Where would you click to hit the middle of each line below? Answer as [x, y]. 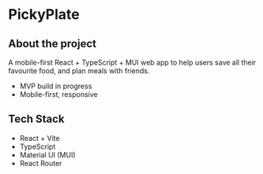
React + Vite [40, 138]
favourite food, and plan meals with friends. [79, 71]
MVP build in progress [56, 86]
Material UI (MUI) [48, 154]
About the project [53, 44]
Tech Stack [36, 119]
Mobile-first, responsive [58, 94]
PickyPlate [44, 15]
